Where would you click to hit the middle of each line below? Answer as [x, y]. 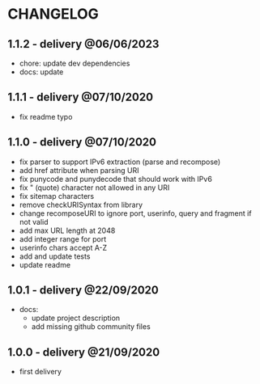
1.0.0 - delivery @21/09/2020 [84, 352]
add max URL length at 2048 [67, 230]
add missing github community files [91, 327]
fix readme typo [46, 116]
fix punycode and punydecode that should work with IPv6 [115, 179]
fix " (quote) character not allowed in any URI [94, 188]
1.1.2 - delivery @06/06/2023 [83, 44]
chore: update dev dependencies [75, 63]
